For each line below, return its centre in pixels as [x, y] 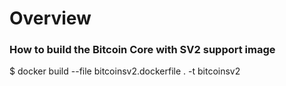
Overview [50, 18]
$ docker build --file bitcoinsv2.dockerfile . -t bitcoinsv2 [125, 71]
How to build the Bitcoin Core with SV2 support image [142, 50]
